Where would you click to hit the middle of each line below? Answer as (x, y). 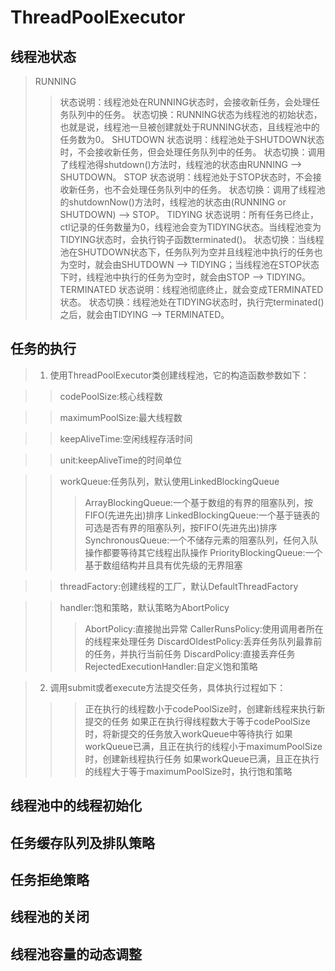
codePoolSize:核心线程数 (111, 396)
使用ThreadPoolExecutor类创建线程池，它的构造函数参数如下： (179, 375)
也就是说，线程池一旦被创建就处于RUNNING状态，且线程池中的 (189, 127)
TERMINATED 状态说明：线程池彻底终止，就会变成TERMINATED (191, 289)
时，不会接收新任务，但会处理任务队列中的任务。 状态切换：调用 (192, 152)
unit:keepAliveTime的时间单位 (120, 460)
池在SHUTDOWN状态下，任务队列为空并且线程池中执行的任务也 (191, 252)
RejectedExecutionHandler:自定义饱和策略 (171, 666)
